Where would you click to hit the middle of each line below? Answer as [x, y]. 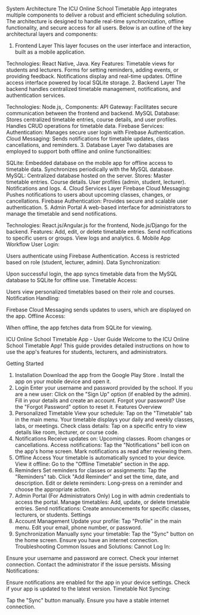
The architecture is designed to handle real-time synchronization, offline [95, 21]
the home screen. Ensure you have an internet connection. [87, 540]
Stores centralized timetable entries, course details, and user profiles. [92, 120]
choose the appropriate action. [53, 489]
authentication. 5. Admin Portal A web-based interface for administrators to [99, 207]
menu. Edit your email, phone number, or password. [78, 527]
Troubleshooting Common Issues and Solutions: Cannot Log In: [93, 547]
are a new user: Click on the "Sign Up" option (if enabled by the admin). [103, 394]
